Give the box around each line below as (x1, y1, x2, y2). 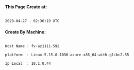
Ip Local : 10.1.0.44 (5, 61, 51, 66)
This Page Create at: (5, 4, 47, 10)
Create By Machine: (5, 29, 46, 35)
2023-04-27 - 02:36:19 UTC (5, 19, 60, 23)
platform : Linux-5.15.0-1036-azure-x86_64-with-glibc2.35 (5, 53, 130, 58)
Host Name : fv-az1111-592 (5, 44, 60, 49)
